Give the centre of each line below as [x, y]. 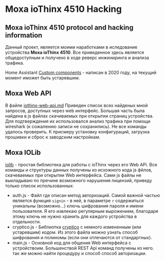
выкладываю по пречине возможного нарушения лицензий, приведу [79, 180]
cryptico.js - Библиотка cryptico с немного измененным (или [77, 227]
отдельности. [27, 221]
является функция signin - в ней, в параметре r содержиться [78, 200]
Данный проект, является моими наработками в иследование [71, 47]
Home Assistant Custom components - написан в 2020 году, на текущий [81, 72]
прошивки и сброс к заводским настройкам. [53, 137]
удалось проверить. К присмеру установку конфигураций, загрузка [78, 131]
